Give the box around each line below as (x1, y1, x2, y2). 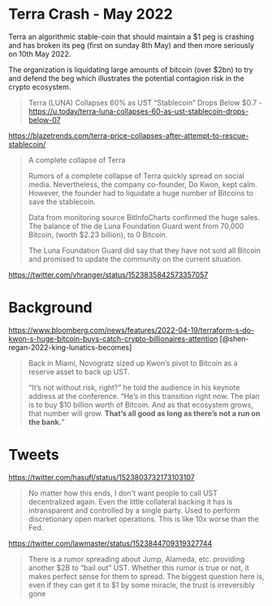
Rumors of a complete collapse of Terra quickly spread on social (28, 171, 245, 180)
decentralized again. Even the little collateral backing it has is (28, 496, 233, 506)
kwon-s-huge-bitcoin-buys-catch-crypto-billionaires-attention (8, 334, 218, 344)
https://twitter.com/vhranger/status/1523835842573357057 (8, 270, 209, 279)
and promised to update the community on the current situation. (28, 253, 243, 264)
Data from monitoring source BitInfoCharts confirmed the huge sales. (28, 212, 261, 222)
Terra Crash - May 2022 (8, 5, 173, 24)
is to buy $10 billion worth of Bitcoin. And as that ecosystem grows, (28, 400, 254, 409)
